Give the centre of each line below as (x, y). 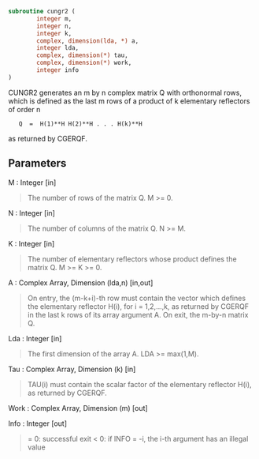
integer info (58, 70)
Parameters (37, 163)
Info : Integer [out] (38, 423)
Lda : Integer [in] (35, 338)
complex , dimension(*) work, (84, 63)
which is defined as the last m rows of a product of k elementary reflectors (129, 101)
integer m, (54, 19)
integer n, (54, 26)
